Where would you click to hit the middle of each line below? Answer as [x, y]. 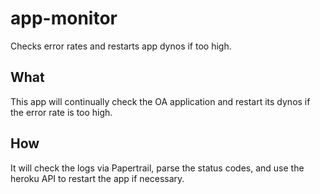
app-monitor [64, 18]
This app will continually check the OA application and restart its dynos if [160, 101]
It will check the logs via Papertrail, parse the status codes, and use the [157, 168]
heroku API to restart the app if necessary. [97, 178]
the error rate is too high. [61, 112]
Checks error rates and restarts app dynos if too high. [121, 46]
